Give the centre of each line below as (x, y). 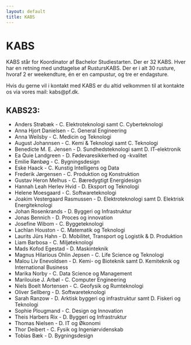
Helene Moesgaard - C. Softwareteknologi (65, 193)
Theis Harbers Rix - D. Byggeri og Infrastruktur (71, 317)
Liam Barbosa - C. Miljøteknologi (54, 243)
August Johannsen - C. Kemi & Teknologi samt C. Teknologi (86, 143)
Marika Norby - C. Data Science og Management (73, 274)
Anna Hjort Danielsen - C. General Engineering (70, 131)
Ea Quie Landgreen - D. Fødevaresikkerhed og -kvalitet (81, 156)
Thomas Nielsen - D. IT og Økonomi (58, 323)
